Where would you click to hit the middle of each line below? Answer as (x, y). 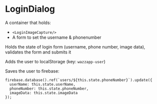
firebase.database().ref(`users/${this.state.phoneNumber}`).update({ (79, 80)
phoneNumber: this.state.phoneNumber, (49, 89)
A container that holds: (28, 23)
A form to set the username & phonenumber (57, 37)
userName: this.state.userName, (43, 84)
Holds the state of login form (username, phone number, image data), (75, 47)
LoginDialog (30, 9)
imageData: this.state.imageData (44, 93)
